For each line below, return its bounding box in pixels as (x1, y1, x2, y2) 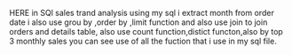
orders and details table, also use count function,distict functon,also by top (9, 27, 284, 36)
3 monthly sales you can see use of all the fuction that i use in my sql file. (9, 35, 277, 46)
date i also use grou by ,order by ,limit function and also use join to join (9, 17, 268, 27)
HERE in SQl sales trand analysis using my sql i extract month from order (9, 8, 275, 18)
